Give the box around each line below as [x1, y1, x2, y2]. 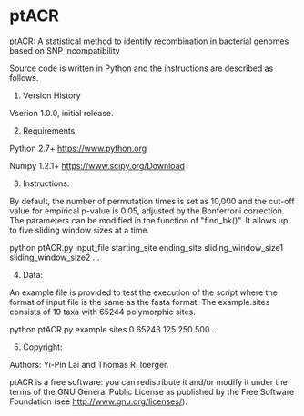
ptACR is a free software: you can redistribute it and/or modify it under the [9, 376, 289, 387]
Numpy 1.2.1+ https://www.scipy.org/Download [9, 160, 185, 171]
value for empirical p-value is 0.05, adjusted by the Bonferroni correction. [9, 205, 285, 216]
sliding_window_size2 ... [9, 252, 100, 262]
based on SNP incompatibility [9, 45, 120, 55]
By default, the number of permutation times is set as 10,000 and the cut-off [9, 195, 295, 206]
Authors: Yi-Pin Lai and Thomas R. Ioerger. [9, 359, 169, 370]
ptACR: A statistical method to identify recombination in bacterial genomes [9, 35, 289, 46]
